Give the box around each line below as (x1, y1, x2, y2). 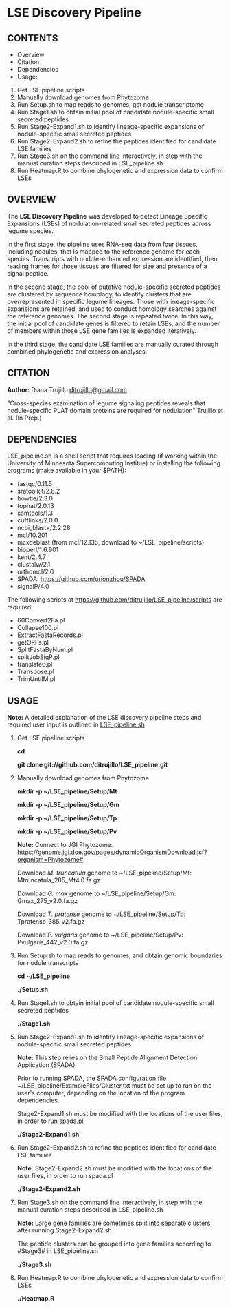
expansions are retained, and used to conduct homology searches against (7, 305, 217, 313)
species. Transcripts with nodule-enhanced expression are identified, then (7, 254, 218, 263)
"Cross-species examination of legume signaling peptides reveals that (7, 398, 206, 407)
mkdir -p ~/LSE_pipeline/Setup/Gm (16, 801, 120, 809)
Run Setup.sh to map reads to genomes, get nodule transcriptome (16, 101, 205, 108)
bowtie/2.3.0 (16, 494, 54, 503)
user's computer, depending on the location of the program (16, 1089, 185, 1097)
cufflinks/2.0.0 (16, 516, 58, 525)
